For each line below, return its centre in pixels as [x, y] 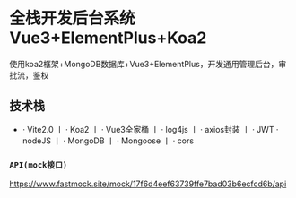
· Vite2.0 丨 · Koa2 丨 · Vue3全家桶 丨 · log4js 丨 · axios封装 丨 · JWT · [150, 129]
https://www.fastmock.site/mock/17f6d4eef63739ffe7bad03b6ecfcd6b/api [148, 184]
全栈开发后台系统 [73, 18]
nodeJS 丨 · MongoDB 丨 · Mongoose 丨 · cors [108, 141]
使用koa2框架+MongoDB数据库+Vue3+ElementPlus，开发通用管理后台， [144, 64]
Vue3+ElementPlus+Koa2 [108, 38]
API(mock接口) [39, 165]
